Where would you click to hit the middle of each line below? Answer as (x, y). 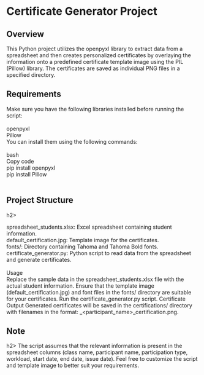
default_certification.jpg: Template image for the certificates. (83, 240)
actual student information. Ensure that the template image (80, 286)
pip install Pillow (27, 174)
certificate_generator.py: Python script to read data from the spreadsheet (99, 253)
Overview (25, 34)
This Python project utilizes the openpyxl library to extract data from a (95, 49)
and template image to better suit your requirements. (73, 365)
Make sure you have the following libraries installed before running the (95, 109)
